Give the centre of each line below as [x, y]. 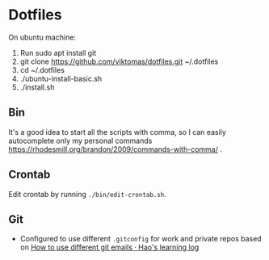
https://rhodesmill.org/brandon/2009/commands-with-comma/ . [115, 149]
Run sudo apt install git [58, 52]
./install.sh [37, 87]
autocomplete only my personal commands [80, 140]
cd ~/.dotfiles [42, 69]
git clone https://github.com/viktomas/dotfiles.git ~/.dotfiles [119, 61]
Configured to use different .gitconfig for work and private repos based [141, 239]
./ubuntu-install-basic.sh [61, 78]
